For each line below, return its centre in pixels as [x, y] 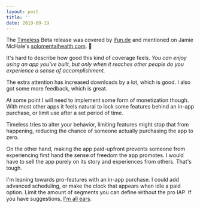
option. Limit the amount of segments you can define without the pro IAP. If [99, 192]
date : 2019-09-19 [28, 23]
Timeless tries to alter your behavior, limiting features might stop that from [98, 125]
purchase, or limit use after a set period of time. [65, 113]
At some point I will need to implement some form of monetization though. [98, 100]
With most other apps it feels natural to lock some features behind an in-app [100, 107]
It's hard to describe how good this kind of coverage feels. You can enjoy [96, 58]
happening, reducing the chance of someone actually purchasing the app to [100, 131]
